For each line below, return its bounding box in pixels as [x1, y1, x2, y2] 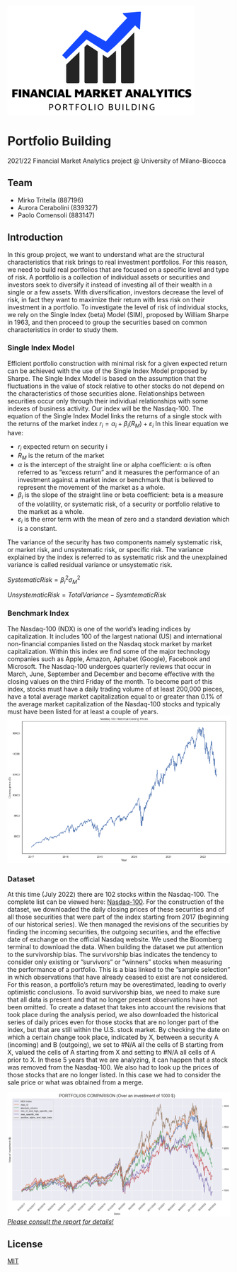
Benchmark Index [7, 608, 69, 618]
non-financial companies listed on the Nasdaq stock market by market [7, 639, 212, 648]
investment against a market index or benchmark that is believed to [17, 476, 214, 484]
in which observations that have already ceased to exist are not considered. [7, 973, 229, 982]
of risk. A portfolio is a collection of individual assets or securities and [7, 273, 210, 281]
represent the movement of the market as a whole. [17, 483, 166, 492]
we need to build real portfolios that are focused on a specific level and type [7, 265, 229, 274]
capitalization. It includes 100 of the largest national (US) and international [7, 632, 223, 641]
